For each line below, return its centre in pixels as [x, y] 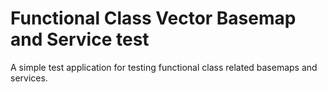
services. [29, 78]
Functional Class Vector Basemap [153, 18]
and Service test [80, 39]
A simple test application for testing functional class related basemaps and [164, 67]
